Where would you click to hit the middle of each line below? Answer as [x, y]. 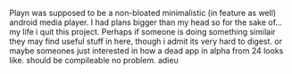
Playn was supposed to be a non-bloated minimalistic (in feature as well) [143, 13]
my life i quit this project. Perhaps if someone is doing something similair [142, 32]
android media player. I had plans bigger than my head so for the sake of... [146, 22]
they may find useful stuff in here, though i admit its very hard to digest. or [146, 41]
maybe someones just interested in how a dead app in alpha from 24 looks [146, 51]
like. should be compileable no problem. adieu [94, 60]
